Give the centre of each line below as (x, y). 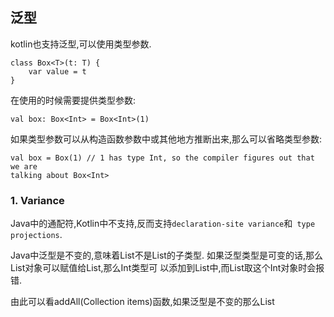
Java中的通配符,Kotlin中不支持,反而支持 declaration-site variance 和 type (163, 224)
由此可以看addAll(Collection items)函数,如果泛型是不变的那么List (142, 302)
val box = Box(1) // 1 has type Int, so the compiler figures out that (162, 158)
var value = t (57, 71)
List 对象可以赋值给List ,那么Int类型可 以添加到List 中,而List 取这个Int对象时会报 (167, 268)
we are (24, 166)
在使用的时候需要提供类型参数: (73, 100)
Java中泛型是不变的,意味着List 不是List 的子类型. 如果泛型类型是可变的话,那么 (166, 255)
